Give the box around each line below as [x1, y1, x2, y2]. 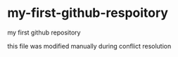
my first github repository [7, 28, 81, 37]
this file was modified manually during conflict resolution [7, 42, 172, 50]
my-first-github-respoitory [7, 5, 169, 21]
